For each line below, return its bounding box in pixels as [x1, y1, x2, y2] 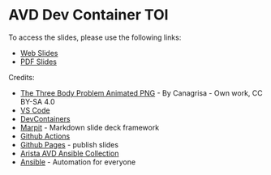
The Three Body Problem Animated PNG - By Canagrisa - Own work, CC [19, 87, 264, 98]
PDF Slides [19, 57, 57, 66]
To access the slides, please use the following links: [8, 32, 182, 42]
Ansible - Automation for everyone [19, 156, 136, 167]
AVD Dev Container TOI [8, 6, 169, 24]
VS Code [19, 105, 50, 115]
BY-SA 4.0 [19, 96, 55, 106]
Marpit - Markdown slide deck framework [19, 122, 160, 132]
